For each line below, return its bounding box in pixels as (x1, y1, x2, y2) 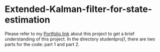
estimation (5, 14, 51, 25)
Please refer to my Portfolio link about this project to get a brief (5, 30, 135, 36)
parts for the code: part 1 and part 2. (5, 41, 80, 47)
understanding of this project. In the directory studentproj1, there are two (5, 36, 155, 42)
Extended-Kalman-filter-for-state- (5, 3, 152, 15)
